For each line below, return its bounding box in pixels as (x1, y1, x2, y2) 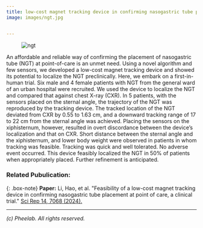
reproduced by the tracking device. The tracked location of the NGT (6, 104, 175, 112)
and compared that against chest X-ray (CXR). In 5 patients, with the (6, 92, 176, 99)
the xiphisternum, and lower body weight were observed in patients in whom (6, 136, 197, 144)
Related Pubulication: (6, 171, 71, 179)
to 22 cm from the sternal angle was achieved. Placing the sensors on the (6, 117, 190, 124)
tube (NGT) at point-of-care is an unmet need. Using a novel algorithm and (6, 60, 192, 67)
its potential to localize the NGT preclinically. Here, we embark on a (6, 72, 173, 80)
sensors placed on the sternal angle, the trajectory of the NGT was (6, 98, 172, 106)
